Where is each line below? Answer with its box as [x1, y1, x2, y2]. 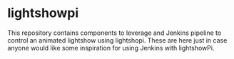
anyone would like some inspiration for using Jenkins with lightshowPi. [7, 43, 215, 52]
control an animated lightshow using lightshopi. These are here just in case [7, 36, 228, 44]
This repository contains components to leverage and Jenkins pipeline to [7, 28, 222, 37]
